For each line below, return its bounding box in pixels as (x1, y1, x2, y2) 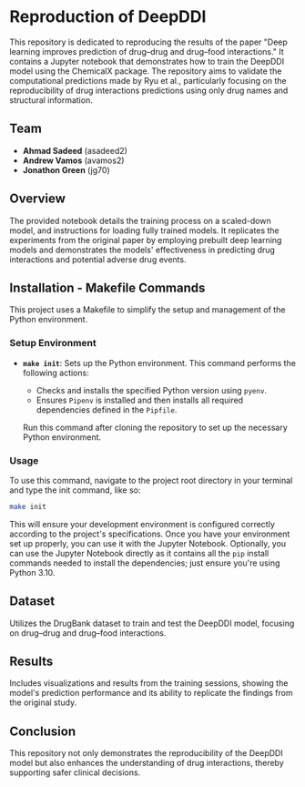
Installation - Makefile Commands (9, 280, 206, 295)
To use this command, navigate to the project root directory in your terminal (9, 475, 293, 485)
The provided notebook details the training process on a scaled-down (9, 215, 271, 226)
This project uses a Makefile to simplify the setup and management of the (9, 304, 286, 315)
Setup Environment (9, 337, 97, 350)
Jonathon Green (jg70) (22, 164, 111, 175)
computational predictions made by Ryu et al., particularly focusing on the (9, 75, 287, 86)
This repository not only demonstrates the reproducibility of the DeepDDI (9, 748, 284, 759)
